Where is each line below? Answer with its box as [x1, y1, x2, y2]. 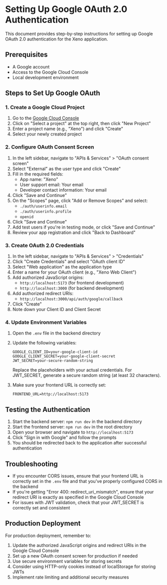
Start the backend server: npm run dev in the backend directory [12, 418, 142, 424]
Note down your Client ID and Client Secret [12, 306, 101, 312]
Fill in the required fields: [12, 171, 63, 177]
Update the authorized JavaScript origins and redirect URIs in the [12, 542, 147, 548]
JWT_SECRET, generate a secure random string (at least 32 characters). [12, 372, 161, 378]
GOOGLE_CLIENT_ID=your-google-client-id [12, 349, 98, 354]
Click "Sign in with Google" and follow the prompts [12, 434, 117, 440]
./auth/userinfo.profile [19, 209, 72, 214]
